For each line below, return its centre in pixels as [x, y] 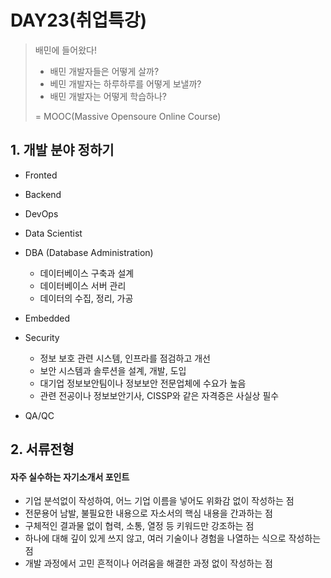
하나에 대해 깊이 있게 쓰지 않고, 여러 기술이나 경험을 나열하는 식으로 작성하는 [173, 538]
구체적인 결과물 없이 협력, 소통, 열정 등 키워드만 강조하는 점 [139, 526]
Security [42, 337]
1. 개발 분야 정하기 [62, 150]
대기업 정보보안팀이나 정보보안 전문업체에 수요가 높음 [143, 383]
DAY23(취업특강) [79, 20]
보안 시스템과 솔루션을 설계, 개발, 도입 [113, 370]
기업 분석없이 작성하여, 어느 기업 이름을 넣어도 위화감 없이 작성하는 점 [159, 501]
